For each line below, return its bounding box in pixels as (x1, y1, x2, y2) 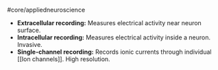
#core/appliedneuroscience (7, 6, 86, 14)
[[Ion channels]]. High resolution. (16, 55, 111, 63)
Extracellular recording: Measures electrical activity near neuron (16, 19, 202, 27)
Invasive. (16, 41, 43, 48)
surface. (16, 27, 41, 34)
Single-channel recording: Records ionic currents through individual (16, 48, 212, 56)
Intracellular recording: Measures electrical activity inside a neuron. (16, 33, 211, 41)
